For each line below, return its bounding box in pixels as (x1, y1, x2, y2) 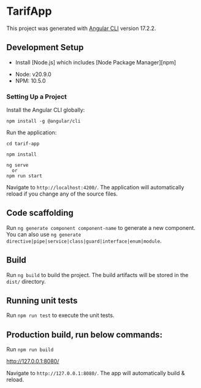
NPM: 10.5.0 (15, 77, 46, 84)
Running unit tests (6, 295, 78, 306)
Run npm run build (6, 346, 54, 353)
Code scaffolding (6, 208, 74, 218)
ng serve (6, 162, 29, 169)
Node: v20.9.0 (15, 70, 52, 78)
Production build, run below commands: (6, 329, 163, 340)
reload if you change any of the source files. (6, 190, 118, 197)
